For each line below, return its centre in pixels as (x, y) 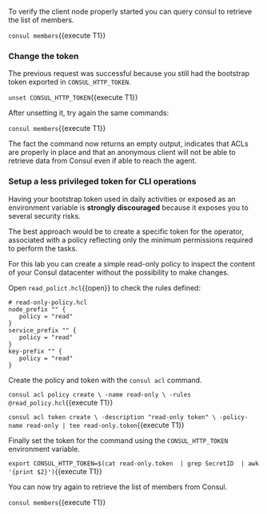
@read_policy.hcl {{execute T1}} (61, 402)
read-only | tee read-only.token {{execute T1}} (106, 425)
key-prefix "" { (35, 351)
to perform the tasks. (43, 248)
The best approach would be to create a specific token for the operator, (126, 231)
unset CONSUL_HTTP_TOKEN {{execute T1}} (73, 97)
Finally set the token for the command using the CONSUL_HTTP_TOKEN (118, 440)
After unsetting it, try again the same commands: (89, 113)
